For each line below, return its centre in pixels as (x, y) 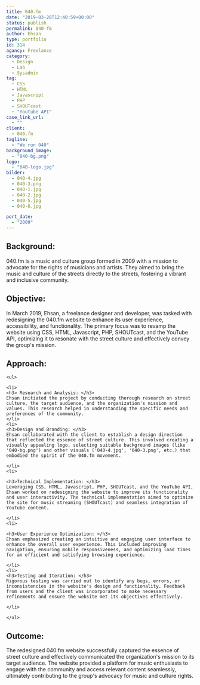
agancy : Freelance (29, 51)
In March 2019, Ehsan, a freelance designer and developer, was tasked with (99, 313)
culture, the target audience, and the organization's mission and (92, 404)
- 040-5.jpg (27, 201)
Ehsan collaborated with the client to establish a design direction (95, 435)
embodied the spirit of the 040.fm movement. (64, 456)
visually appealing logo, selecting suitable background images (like (96, 446)
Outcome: (25, 636)
